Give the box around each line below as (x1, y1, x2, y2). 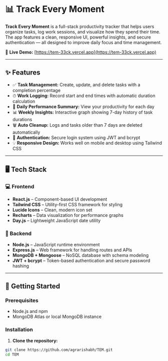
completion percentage (12, 87, 61, 93)
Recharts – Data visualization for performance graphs (12, 212, 123, 218)
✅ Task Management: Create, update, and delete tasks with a (12, 82, 140, 88)
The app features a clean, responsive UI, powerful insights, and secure (5, 34, 151, 40)
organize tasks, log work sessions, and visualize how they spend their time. (5, 29, 161, 35)
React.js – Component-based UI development (12, 196, 107, 202)
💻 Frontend (5, 183, 34, 190)
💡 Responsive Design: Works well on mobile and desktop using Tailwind (12, 140, 162, 146)
